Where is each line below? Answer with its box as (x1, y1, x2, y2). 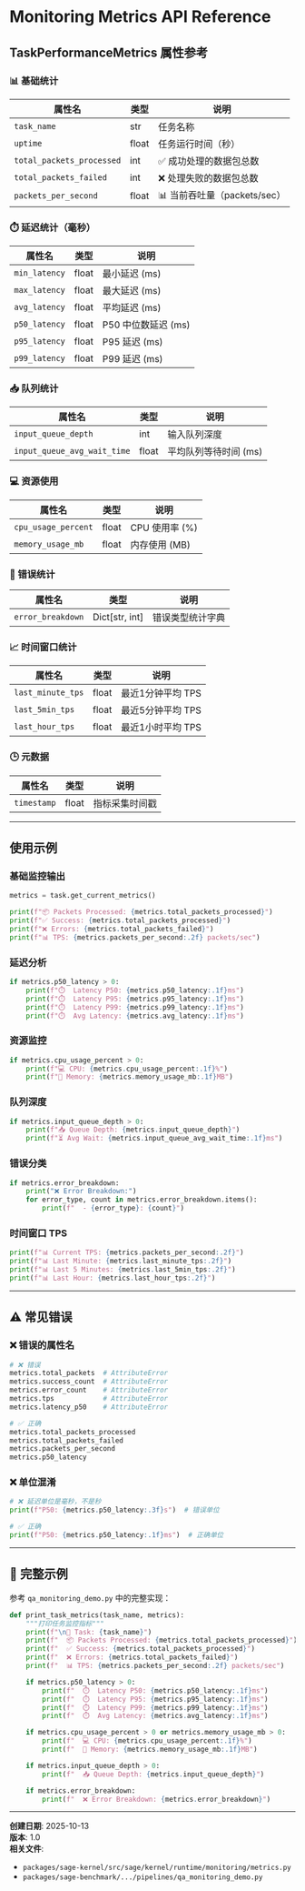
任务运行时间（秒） (158, 137, 241, 150)
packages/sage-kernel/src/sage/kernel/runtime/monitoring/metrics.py (22, 1863, 292, 1873)
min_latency (14, 268, 66, 278)
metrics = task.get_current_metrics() (9, 891, 156, 900)
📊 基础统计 (9, 75, 59, 87)
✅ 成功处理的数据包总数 (158, 155, 260, 167)
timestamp (14, 798, 56, 808)
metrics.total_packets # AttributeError (9, 1369, 169, 1378)
